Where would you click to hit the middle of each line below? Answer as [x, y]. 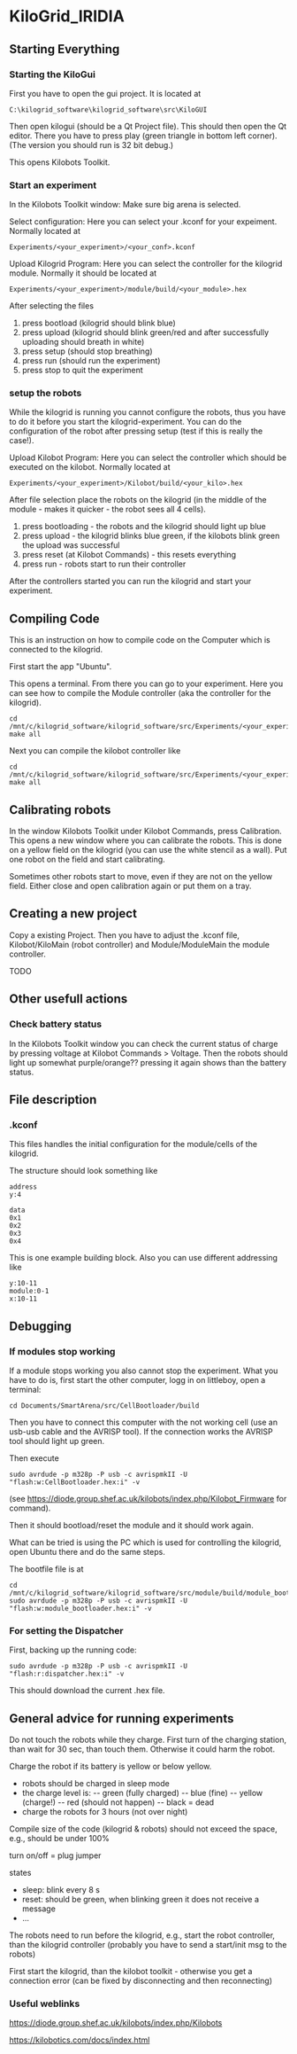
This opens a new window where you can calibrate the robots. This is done [146, 840]
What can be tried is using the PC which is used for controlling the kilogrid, [145, 1542]
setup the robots [46, 394]
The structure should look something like [84, 1171]
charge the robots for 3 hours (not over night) [105, 1812]
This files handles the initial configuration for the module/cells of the [133, 1144]
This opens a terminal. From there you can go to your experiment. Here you [146, 683]
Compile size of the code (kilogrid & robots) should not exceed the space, [143, 1829]
